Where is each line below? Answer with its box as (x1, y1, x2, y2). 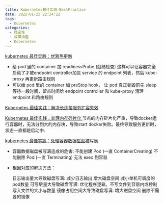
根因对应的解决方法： (12, 165, 55, 171)
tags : (5, 16, 16, 21)
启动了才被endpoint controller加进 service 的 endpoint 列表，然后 (12, 70, 145, 76)
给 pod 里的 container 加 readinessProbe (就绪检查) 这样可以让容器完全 (12, 63, 156, 69)
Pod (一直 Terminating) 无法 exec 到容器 (26, 154, 108, 160)
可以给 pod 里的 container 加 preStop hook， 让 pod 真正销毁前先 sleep (12, 82, 157, 88)
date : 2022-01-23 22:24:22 (5, 12, 60, 17)
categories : (5, 25, 29, 30)
